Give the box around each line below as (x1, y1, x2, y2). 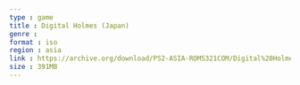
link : (9, 54, 34, 63)
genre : (9, 29, 38, 38)
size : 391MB (9, 63, 58, 72)
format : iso (9, 37, 58, 47)
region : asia (9, 46, 62, 55)
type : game (9, 12, 54, 22)
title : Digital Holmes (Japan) (9, 21, 129, 30)
